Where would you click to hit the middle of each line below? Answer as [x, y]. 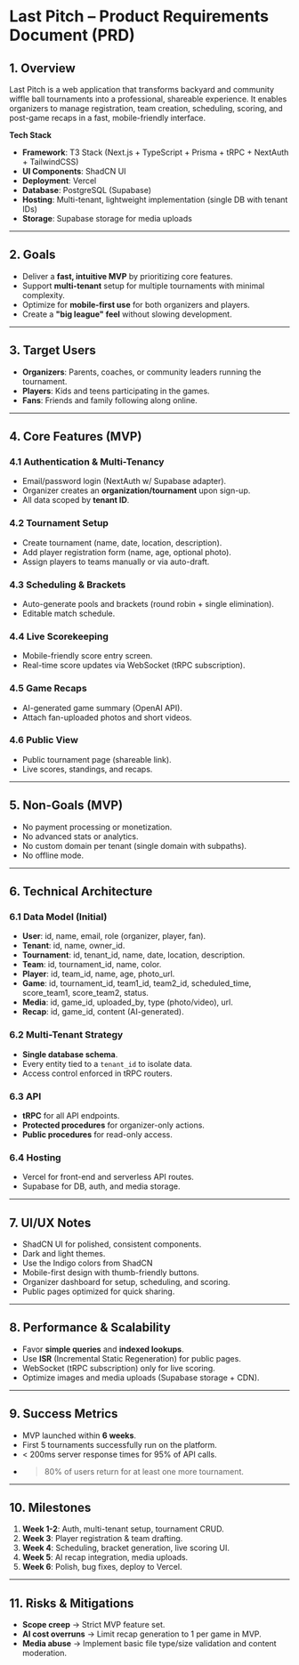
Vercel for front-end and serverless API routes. [108, 1177]
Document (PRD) [72, 35]
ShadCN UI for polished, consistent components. [112, 1244]
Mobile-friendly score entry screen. [87, 656]
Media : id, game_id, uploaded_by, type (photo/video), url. [127, 1002]
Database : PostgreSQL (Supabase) [87, 190]
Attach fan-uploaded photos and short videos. [107, 717]
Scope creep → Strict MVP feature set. [93, 1625]
